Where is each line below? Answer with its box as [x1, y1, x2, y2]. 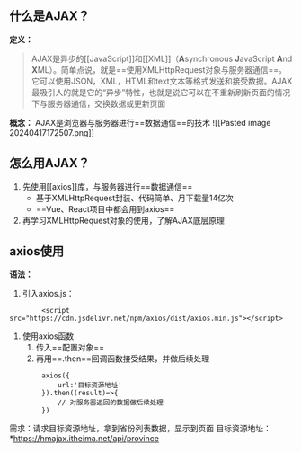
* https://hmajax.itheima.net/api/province [9, 433, 160, 444]
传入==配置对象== [35, 342, 105, 353]
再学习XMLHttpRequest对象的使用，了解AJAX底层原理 [22, 215, 225, 226]
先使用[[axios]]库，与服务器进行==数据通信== [22, 181, 193, 191]
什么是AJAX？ [9, 8, 90, 24]
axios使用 [9, 244, 65, 259]
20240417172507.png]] [9, 127, 94, 137]
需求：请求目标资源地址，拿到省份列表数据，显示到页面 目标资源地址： [9, 423, 271, 434]
